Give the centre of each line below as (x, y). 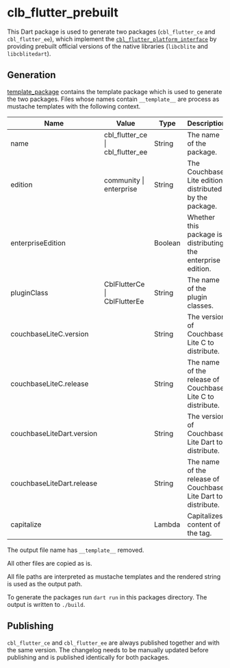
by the (197, 197)
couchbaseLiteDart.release (54, 483)
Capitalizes (205, 516)
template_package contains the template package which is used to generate (115, 91)
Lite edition (205, 180)
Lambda (167, 525)
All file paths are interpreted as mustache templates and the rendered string (114, 576)
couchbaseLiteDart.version (54, 433)
